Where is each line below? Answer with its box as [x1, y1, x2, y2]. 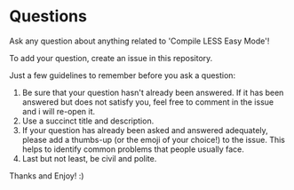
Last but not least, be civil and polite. [21, 153, 157, 163]
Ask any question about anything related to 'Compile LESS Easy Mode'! [9, 36, 270, 46]
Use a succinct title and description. [21, 115, 155, 126]
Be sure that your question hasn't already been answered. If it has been [21, 87, 284, 98]
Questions [9, 6, 87, 27]
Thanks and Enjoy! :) [9, 170, 84, 181]
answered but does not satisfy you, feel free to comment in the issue [21, 96, 274, 107]
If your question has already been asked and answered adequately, [21, 124, 268, 135]
